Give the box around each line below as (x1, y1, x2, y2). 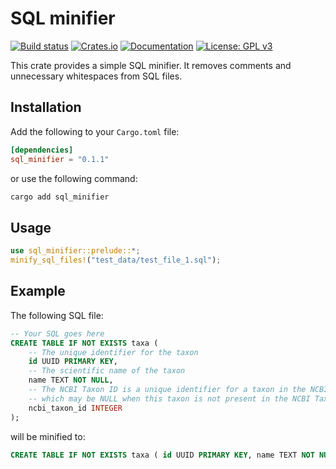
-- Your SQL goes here (10, 328, 105, 339)
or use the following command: (10, 172, 138, 184)
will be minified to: (10, 430, 86, 442)
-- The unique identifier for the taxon (28, 347, 199, 357)
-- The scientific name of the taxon (28, 366, 186, 376)
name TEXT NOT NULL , (28, 375, 114, 386)
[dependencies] (10, 145, 74, 155)
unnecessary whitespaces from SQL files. (10, 70, 183, 82)
